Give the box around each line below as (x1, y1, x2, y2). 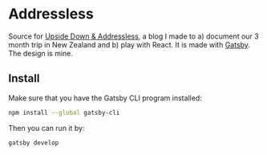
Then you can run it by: (8, 123, 85, 133)
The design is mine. (8, 48, 74, 58)
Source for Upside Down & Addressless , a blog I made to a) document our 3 (8, 31, 259, 41)
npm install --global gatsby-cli (8, 108, 120, 116)
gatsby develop (8, 138, 59, 147)
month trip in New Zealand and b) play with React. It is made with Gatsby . (8, 39, 251, 49)
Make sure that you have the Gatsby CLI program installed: (8, 93, 202, 103)
